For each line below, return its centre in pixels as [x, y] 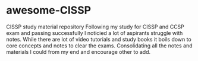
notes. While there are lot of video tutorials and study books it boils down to [99, 39]
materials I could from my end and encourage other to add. [78, 52]
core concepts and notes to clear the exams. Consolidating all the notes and [99, 46]
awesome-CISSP [48, 10]
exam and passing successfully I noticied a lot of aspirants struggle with [95, 33]
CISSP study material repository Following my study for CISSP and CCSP [95, 27]
